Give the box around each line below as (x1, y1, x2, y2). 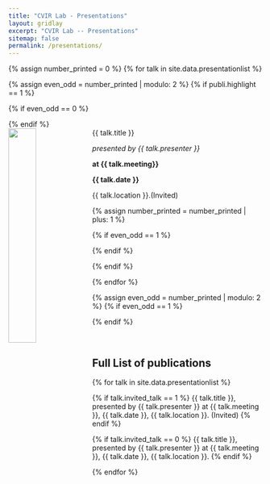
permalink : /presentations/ (8, 42, 103, 50)
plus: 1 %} (92, 215, 126, 224)
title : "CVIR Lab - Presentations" (8, 11, 128, 20)
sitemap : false (8, 34, 60, 43)
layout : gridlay (8, 19, 63, 27)
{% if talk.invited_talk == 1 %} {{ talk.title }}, (92, 393, 236, 403)
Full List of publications (92, 356, 212, 369)
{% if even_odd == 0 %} (8, 104, 89, 114)
